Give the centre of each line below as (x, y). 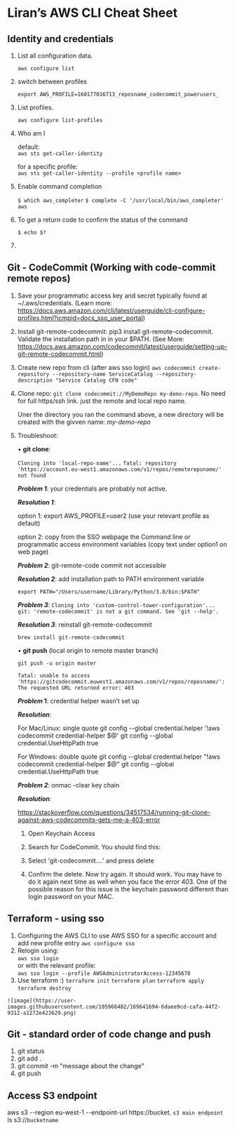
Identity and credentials (61, 39)
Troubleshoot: (38, 435)
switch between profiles (52, 81)
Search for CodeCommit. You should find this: (94, 846)
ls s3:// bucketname (33, 1120)
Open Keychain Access (61, 833)
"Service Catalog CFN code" (96, 380)
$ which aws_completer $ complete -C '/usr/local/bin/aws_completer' (121, 201)
